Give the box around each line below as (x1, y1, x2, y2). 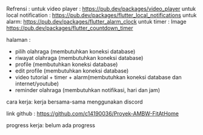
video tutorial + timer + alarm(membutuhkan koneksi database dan (15, 74, 182, 81)
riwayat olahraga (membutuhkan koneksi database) (15, 54, 144, 61)
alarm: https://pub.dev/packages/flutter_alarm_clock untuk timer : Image (6, 18, 187, 25)
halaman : (6, 36, 31, 43)
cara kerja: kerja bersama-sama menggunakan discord (6, 98, 144, 105)
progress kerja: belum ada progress (6, 122, 96, 129)
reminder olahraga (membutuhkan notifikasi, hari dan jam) (15, 87, 161, 93)
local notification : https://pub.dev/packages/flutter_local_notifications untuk (6, 12, 197, 19)
